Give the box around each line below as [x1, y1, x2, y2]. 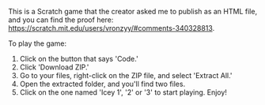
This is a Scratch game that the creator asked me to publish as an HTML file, [8, 7, 258, 16]
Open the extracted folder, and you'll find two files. [19, 79, 186, 88]
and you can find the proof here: [8, 15, 114, 24]
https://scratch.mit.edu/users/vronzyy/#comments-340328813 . [8, 24, 215, 32]
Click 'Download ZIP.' [19, 62, 89, 72]
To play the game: [8, 39, 67, 48]
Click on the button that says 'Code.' [19, 54, 138, 63]
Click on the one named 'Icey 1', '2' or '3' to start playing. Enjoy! [19, 88, 228, 97]
